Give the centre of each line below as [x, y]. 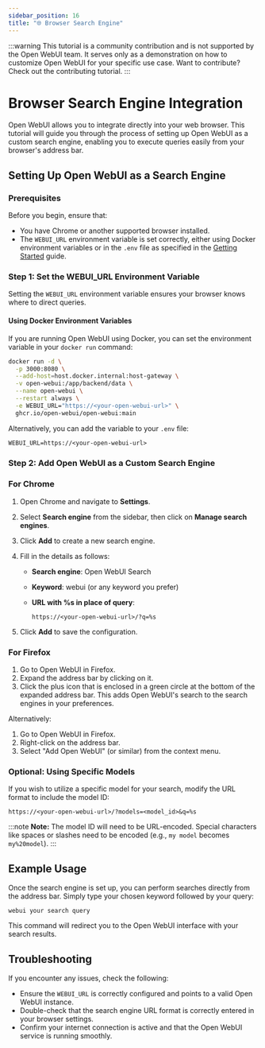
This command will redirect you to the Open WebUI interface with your [123, 926]
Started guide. [43, 256]
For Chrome [31, 484]
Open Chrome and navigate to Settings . [85, 501]
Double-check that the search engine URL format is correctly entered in [137, 1011]
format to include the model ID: [59, 798]
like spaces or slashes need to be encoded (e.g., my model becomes [119, 835]
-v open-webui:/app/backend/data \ [74, 384]
